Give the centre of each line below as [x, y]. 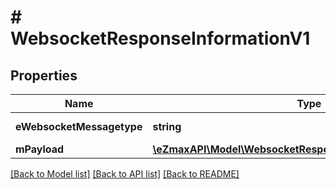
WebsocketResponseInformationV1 [160, 38]
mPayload [40, 149]
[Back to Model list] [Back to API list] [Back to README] [125, 174]
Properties [44, 75]
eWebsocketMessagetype [79, 126]
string [167, 126]
